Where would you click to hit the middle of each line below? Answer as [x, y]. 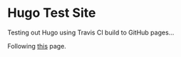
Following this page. [37, 46]
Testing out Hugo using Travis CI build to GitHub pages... [91, 32]
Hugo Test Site [52, 13]
